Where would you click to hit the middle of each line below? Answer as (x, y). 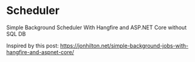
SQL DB (16, 33)
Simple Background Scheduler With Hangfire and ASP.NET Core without (97, 27)
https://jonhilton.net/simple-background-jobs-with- (124, 46)
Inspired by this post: (32, 46)
